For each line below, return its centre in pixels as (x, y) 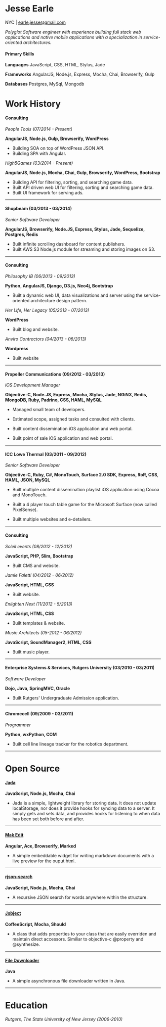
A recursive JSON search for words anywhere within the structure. (80, 897)
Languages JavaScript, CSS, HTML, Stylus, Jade (55, 65)
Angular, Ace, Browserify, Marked (41, 846)
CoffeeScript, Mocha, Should (36, 924)
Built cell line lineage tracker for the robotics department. (70, 744)
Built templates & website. (39, 623)
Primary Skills (20, 54)
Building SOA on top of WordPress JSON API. (58, 148)
